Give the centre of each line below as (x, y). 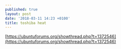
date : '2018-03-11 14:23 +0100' (38, 18)
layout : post (18, 14)
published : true (21, 9)
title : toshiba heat (26, 23)
